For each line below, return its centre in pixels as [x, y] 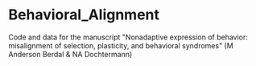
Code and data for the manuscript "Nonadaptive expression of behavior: [128, 37]
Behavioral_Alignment [84, 15]
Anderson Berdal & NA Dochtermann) [70, 54]
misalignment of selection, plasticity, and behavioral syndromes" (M [121, 45]
